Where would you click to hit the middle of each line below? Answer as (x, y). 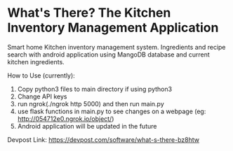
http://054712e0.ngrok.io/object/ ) (66, 118)
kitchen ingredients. (36, 62)
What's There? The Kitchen (89, 13)
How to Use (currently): (41, 75)
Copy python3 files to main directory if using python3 (95, 89)
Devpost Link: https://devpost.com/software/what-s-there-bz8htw (104, 139)
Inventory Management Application (113, 28)
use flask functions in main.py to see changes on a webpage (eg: (112, 111)
